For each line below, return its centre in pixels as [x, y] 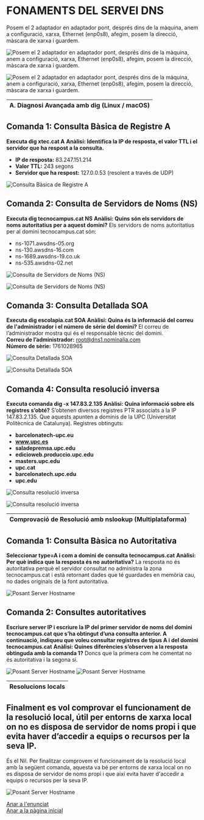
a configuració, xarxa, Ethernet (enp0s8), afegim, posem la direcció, [92, 34]
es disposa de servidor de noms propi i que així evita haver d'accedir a [95, 774]
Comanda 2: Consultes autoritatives [76, 613]
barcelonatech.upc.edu [46, 474]
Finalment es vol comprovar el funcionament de [99, 708]
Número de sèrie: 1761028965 [45, 346]
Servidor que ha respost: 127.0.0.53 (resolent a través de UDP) [94, 172]
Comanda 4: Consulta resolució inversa [83, 389]
